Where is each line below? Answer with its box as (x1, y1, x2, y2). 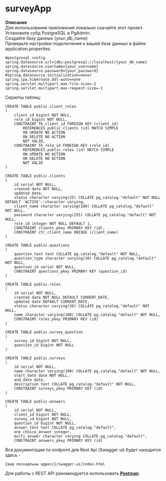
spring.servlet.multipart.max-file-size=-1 (5, 81, 97, 86)
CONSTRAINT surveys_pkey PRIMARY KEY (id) (14, 386, 103, 391)
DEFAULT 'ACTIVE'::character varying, (5, 199, 85, 204)
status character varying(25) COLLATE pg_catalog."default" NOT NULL (14, 195, 161, 200)
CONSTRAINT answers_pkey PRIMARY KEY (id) (14, 438, 103, 443)
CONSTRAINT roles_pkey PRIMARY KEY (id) (14, 316, 99, 321)
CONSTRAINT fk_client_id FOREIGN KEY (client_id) (14, 121, 119, 126)
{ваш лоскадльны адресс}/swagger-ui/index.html (5, 462, 106, 467)
